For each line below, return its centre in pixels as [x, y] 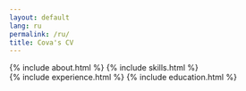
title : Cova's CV [42, 42]
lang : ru [25, 26]
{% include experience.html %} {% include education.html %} [123, 78]
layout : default [39, 17]
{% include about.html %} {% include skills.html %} [104, 68]
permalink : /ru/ [39, 34]
